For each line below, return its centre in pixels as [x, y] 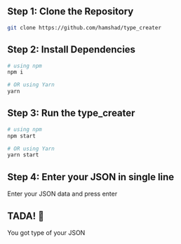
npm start [22, 136]
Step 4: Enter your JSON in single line [91, 177]
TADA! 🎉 [26, 216]
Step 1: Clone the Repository [71, 12]
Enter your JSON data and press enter [62, 194]
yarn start [23, 155]
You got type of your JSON [46, 232]
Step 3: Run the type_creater [71, 113]
